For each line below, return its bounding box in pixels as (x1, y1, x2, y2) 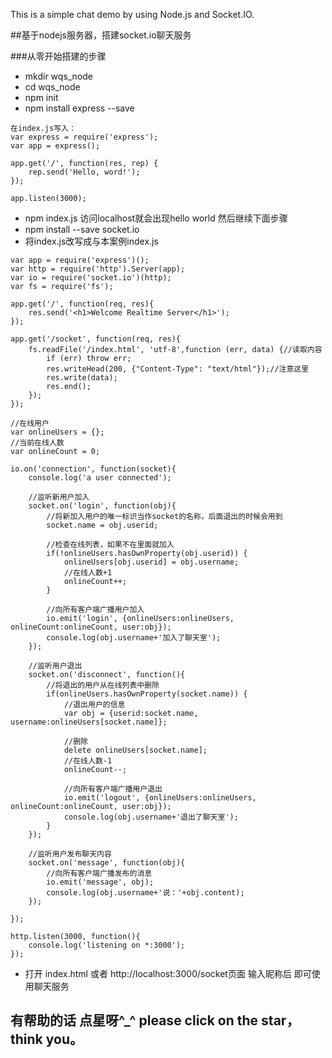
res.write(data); (46, 373, 118, 383)
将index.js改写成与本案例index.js (24, 235, 159, 247)
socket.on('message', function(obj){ (28, 858, 186, 868)
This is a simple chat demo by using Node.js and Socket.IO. (10, 9, 255, 20)
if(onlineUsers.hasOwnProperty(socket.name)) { (46, 689, 248, 699)
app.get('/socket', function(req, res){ (10, 334, 182, 344)
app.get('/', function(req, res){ (10, 299, 155, 309)
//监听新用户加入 (28, 492, 90, 502)
